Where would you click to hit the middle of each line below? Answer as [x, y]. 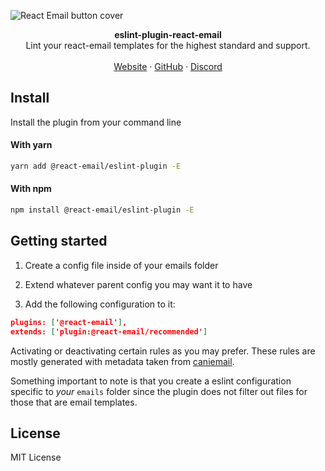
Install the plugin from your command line [96, 122]
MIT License [36, 457]
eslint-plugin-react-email [168, 34]
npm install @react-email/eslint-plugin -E [102, 210]
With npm [31, 189]
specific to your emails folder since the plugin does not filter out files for [159, 391]
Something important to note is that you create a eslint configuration [151, 381]
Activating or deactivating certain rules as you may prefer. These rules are [163, 351]
